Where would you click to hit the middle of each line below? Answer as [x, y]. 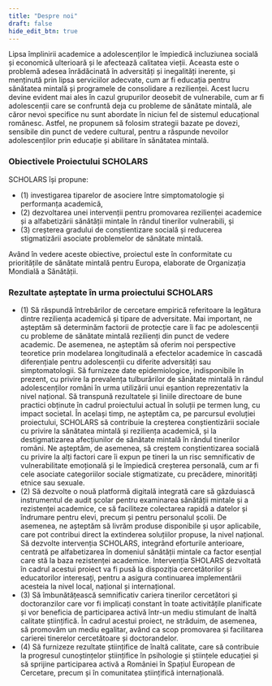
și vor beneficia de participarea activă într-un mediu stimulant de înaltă [138, 612]
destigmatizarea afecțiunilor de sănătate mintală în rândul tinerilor [130, 439]
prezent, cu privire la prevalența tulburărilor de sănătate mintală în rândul [142, 379]
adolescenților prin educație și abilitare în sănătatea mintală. [109, 141]
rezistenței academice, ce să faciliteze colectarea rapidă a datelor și [134, 508]
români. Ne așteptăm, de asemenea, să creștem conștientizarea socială [140, 448]
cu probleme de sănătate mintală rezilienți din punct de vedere [125, 336]
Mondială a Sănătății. [43, 271]
